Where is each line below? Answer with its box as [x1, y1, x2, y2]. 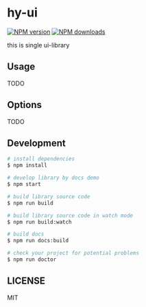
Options [7, 99, 42, 111]
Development [7, 137, 66, 149]
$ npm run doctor [7, 256, 57, 263]
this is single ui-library [7, 41, 70, 49]
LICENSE [7, 275, 46, 287]
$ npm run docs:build [7, 237, 69, 244]
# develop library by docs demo [7, 174, 99, 182]
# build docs [7, 231, 45, 238]
